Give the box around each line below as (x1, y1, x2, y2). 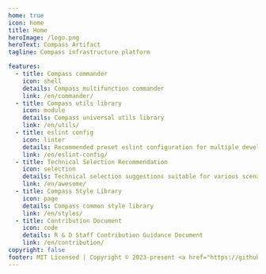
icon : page (22, 194, 59, 202)
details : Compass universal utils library (22, 114, 165, 122)
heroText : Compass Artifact (8, 41, 101, 49)
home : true (8, 11, 44, 20)
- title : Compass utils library (15, 99, 123, 107)
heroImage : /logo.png (8, 33, 80, 42)
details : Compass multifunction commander (22, 84, 165, 92)
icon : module (22, 107, 66, 114)
